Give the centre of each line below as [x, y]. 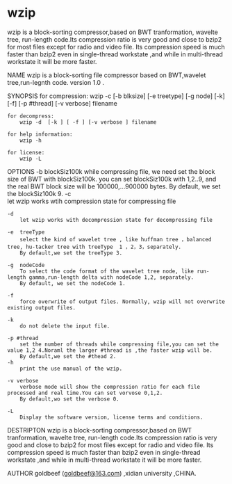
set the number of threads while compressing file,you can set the [119, 344]
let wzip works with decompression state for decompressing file [116, 220]
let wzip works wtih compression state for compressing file [92, 201]
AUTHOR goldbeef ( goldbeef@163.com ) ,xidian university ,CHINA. [102, 473]
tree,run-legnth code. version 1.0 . [56, 82]
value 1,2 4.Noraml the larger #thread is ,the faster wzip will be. [110, 350]
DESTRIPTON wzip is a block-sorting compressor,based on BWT [100, 430]
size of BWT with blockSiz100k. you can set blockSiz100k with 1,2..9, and [112, 179]
